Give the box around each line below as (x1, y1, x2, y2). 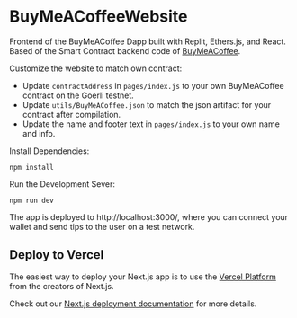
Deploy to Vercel (9, 247, 104, 262)
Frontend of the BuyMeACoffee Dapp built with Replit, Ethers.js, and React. (9, 36, 286, 47)
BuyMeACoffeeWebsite (9, 6, 188, 27)
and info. (22, 128, 56, 138)
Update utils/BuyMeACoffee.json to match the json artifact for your (22, 99, 272, 110)
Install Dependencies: (9, 146, 90, 156)
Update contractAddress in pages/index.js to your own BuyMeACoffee (22, 80, 285, 91)
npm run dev (9, 196, 54, 205)
